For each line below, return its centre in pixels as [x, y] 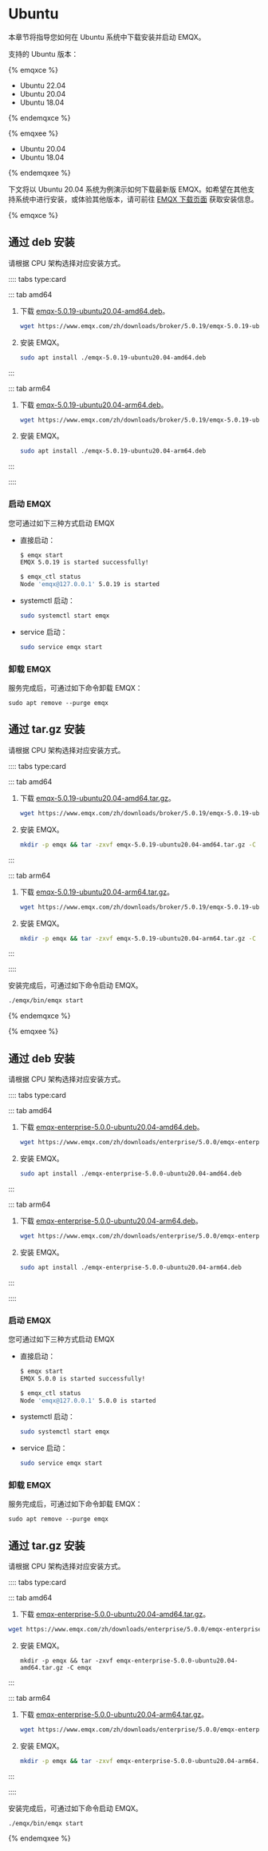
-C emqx [79, 1668]
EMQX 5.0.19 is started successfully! [84, 563]
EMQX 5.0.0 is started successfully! [83, 1378]
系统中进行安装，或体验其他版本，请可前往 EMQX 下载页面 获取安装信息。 [136, 199]
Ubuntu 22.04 [43, 85]
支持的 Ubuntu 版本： [43, 54]
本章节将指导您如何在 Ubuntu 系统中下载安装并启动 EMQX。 [107, 37]
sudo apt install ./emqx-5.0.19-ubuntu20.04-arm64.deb [113, 451]
